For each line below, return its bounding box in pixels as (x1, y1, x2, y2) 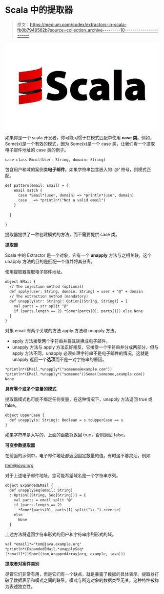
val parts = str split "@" (14, 303, 69, 309)
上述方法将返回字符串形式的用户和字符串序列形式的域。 (5, 531, 116, 537)
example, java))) (90, 551, 125, 556)
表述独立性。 (9, 583, 35, 589)
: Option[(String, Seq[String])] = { (9, 493, 86, 497)
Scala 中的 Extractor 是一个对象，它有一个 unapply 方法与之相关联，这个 (5, 252, 152, 258)
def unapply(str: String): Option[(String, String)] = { (9, 298, 128, 304)
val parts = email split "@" (14, 497, 73, 502)
